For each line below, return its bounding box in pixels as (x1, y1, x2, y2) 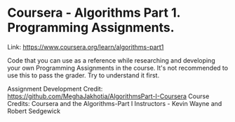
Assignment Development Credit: (7, 84, 103, 93)
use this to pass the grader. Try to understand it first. (7, 71, 160, 79)
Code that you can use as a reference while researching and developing (7, 56, 215, 64)
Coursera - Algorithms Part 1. (7, 5, 181, 21)
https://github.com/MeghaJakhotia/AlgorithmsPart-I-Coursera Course (7, 92, 210, 100)
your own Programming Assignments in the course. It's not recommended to (7, 63, 229, 72)
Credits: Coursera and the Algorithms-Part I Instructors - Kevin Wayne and (7, 99, 222, 107)
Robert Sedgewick (7, 107, 61, 115)
